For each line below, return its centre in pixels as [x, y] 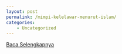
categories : [21, 22]
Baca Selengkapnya [30, 45]
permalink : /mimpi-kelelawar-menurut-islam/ [61, 17]
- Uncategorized [37, 28]
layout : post [22, 11]
